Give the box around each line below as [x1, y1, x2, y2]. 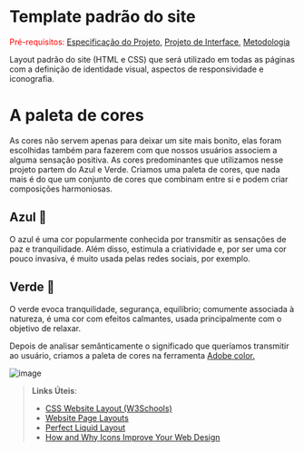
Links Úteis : [31, 385, 77, 396]
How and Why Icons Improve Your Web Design [44, 431, 221, 442]
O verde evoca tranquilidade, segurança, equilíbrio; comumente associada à [9, 303, 295, 314]
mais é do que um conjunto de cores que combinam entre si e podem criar [9, 173, 289, 184]
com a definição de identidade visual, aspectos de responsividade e [9, 64, 264, 74]
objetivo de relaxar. [9, 322, 82, 333]
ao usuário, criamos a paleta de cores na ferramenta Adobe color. [9, 349, 256, 360]
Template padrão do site [9, 6, 196, 27]
